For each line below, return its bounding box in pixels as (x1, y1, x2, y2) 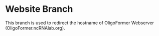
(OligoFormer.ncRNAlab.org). (5, 25, 65, 31)
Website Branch (5, 3, 73, 15)
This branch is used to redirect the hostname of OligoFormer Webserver (5, 20, 154, 26)
